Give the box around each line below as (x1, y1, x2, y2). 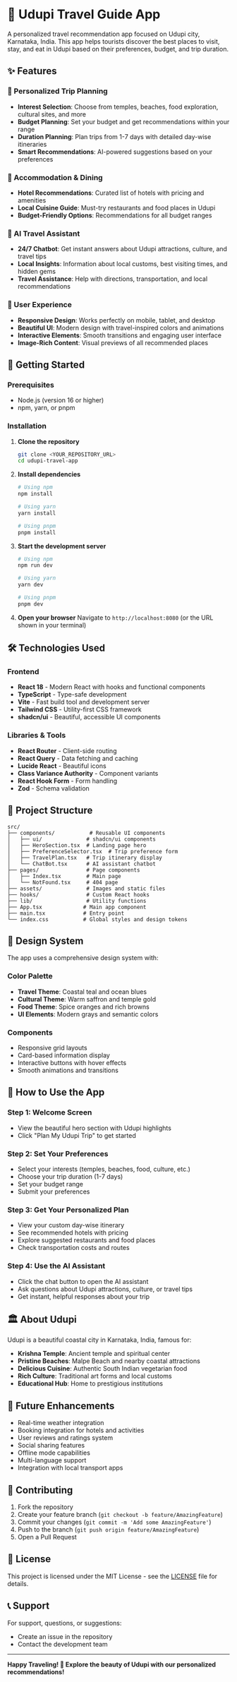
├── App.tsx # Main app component (7, 903, 147, 911)
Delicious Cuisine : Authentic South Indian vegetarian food (17, 1364, 188, 1373)
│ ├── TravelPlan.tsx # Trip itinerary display (7, 854, 162, 861)
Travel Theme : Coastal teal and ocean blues (17, 987, 147, 996)
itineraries (17, 140, 47, 148)
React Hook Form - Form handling (17, 776, 118, 785)
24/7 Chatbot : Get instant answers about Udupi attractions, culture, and (17, 245, 228, 253)
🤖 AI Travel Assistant (7, 229, 80, 239)
